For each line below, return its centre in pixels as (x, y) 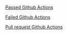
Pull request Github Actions (34, 27)
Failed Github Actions (28, 17)
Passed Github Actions (29, 7)
